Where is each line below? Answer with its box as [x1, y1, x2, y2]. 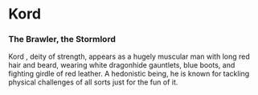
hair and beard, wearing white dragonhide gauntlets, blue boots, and [8, 60, 235, 70]
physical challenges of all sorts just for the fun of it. [8, 77, 178, 87]
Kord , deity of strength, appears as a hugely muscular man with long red [8, 52, 251, 61]
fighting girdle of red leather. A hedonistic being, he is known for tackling [8, 69, 250, 79]
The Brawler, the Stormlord [8, 34, 117, 45]
